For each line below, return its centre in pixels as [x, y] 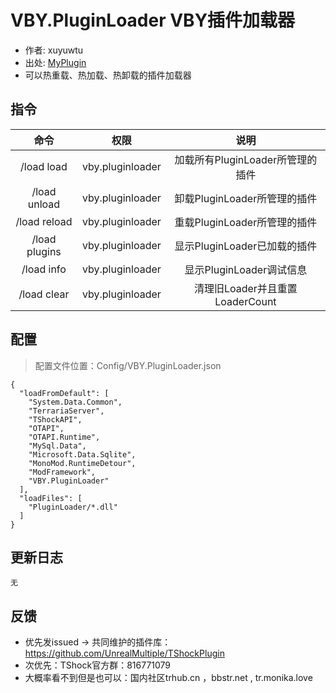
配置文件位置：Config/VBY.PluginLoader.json [128, 365]
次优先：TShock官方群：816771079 [98, 665]
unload [44, 204]
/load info [44, 269]
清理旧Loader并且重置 [245, 288]
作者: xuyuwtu [54, 50]
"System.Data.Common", [75, 402]
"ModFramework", [62, 472]
